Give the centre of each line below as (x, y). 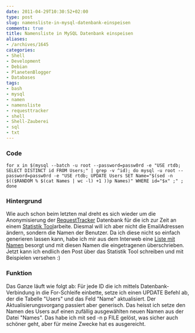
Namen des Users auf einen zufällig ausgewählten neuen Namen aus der (95, 311)
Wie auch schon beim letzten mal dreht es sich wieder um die (81, 214)
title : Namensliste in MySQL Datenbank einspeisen (70, 34)
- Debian (17, 67)
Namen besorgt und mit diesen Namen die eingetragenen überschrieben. (95, 245)
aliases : (17, 39)
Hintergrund (24, 201)
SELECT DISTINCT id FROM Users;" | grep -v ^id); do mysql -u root (91, 171)
